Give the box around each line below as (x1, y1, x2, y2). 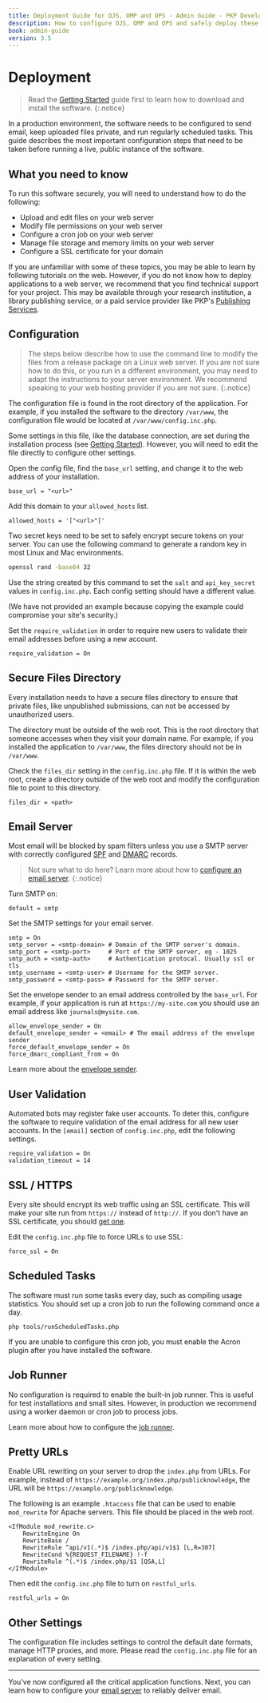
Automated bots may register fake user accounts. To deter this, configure (8, 1108, 250, 1119)
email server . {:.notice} (27, 873, 103, 883)
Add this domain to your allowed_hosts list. (8, 501, 149, 511)
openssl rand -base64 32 (8, 563, 91, 571)
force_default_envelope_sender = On (8, 1044, 130, 1052)
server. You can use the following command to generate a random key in (8, 539, 247, 548)
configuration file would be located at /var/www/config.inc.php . (8, 415, 218, 424)
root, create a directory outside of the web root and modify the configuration (8, 774, 260, 784)
